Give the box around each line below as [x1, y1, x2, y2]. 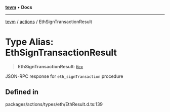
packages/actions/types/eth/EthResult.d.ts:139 [5, 101, 103, 107]
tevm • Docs [5, 5, 32, 10]
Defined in [5, 88, 39, 96]
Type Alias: [5, 36, 54, 48]
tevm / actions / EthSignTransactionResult [5, 19, 93, 25]
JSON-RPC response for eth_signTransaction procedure [5, 73, 123, 79]
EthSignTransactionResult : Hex [17, 63, 83, 69]
